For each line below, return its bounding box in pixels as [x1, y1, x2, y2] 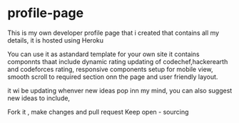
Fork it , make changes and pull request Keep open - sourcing [7, 107, 189, 116]
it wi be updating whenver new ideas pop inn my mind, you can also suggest [7, 86, 233, 95]
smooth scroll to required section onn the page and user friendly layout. [7, 73, 218, 81]
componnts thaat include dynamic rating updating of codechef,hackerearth [7, 57, 228, 65]
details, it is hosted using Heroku [7, 36, 104, 44]
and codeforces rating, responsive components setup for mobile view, [7, 65, 213, 73]
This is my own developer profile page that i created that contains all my [7, 28, 220, 37]
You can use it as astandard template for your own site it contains [7, 50, 200, 58]
